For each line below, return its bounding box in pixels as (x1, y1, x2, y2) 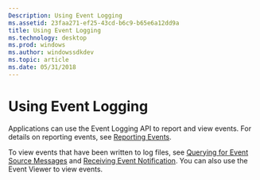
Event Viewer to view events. (8, 164, 103, 174)
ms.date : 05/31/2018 (8, 63, 77, 71)
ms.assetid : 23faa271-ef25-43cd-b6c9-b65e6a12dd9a (8, 19, 180, 27)
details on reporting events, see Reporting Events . (8, 132, 173, 141)
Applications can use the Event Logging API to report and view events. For (8, 124, 252, 133)
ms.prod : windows (8, 41, 66, 49)
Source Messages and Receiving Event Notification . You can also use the (8, 155, 248, 165)
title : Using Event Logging (8, 26, 102, 34)
